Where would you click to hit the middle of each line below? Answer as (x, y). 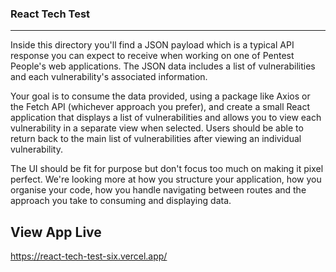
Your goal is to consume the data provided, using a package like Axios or (160, 96)
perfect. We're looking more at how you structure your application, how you (166, 179)
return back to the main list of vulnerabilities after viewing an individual (156, 139)
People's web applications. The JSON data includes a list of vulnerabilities (163, 66)
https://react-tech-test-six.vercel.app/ (89, 256)
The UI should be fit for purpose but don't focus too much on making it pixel (167, 169)
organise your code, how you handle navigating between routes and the (158, 190)
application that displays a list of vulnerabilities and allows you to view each (166, 118)
